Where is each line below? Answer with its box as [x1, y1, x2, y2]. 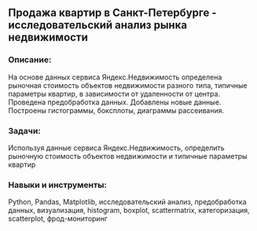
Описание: [8, 54, 52, 65]
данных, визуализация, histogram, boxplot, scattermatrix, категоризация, [8, 206, 250, 215]
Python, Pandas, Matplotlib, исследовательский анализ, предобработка [8, 197, 247, 207]
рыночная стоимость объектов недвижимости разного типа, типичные [8, 80, 248, 90]
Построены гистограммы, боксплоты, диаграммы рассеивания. [8, 105, 225, 115]
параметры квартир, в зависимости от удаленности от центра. [8, 89, 221, 98]
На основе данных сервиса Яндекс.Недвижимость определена [8, 72, 222, 82]
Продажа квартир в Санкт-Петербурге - [8, 6, 218, 20]
